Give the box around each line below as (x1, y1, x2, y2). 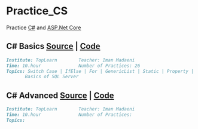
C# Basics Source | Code (6, 41, 100, 51)
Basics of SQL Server (25, 73, 79, 80)
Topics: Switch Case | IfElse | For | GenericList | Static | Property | (6, 68, 194, 74)
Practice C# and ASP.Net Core (6, 24, 82, 31)
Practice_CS (6, 4, 68, 18)
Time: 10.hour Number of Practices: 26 (6, 63, 141, 69)
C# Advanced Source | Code (6, 90, 115, 100)
